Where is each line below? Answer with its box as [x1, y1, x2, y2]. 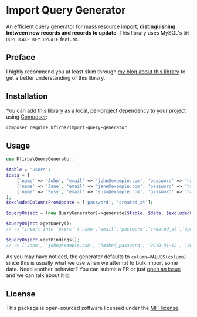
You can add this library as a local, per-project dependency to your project [6, 107, 186, 114]
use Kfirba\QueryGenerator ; [6, 156, 75, 162]
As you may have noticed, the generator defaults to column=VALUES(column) [6, 253, 186, 260]
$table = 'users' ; [6, 167, 51, 173]
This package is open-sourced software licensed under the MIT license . [6, 305, 180, 312]
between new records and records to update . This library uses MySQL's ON [6, 29, 189, 36]
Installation [6, 92, 48, 102]
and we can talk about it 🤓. [6, 271, 72, 279]
